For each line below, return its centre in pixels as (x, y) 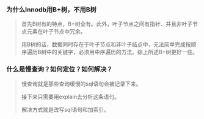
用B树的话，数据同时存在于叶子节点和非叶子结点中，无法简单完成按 (106, 44)
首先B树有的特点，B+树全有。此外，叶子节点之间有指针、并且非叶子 (107, 24)
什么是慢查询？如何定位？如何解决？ (60, 69)
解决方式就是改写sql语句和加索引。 (65, 109)
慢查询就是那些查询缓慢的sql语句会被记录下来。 (81, 84)
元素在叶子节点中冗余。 (56, 32)
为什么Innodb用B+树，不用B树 (51, 9)
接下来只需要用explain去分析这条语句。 (71, 97)
